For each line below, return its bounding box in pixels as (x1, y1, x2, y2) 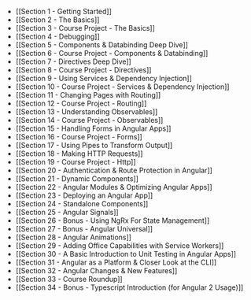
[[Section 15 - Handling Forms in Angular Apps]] (15, 124, 172, 133)
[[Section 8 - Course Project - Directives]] (15, 65, 152, 74)
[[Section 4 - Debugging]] (15, 31, 100, 41)
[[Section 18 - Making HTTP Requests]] (15, 149, 143, 158)
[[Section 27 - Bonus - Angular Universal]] (15, 224, 153, 233)
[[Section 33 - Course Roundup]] (15, 275, 124, 283)
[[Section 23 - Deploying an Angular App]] (15, 191, 153, 200)
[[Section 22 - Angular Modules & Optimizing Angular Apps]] (15, 183, 212, 191)
